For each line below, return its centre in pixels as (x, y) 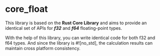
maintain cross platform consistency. (43, 48)
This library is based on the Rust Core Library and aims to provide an (76, 23)
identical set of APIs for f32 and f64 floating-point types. (64, 28)
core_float (27, 9)
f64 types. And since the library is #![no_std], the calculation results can (79, 43)
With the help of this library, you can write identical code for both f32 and (80, 38)
